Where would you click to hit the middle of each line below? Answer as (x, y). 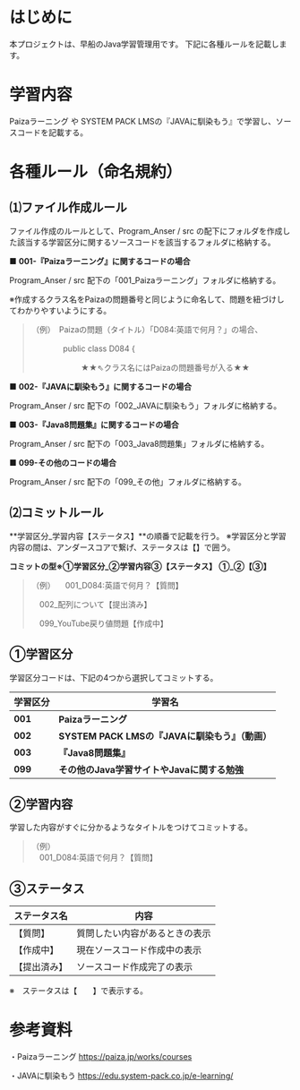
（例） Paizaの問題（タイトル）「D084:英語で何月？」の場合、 (147, 329)
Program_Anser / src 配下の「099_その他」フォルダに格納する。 (128, 481)
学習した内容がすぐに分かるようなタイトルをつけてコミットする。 (131, 828)
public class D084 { (99, 348)
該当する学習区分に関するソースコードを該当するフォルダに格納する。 (146, 242)
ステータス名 (41, 916)
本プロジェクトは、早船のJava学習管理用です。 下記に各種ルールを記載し (144, 44)
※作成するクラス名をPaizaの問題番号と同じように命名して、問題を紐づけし (147, 299)
